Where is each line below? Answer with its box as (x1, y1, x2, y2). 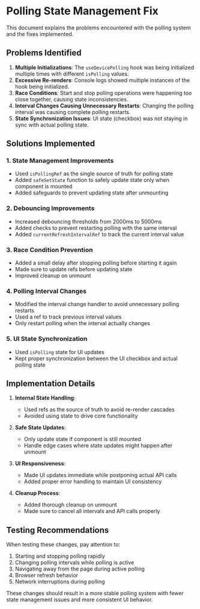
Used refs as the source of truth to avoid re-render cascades (23, 406, 175, 413)
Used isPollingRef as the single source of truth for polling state (14, 170, 173, 178)
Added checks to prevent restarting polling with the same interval (14, 224, 177, 232)
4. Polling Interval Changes (6, 287, 87, 295)
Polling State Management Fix (6, 4, 159, 18)
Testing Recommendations (6, 525, 109, 535)
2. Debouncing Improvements (6, 204, 95, 212)
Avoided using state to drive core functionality (23, 412, 138, 419)
